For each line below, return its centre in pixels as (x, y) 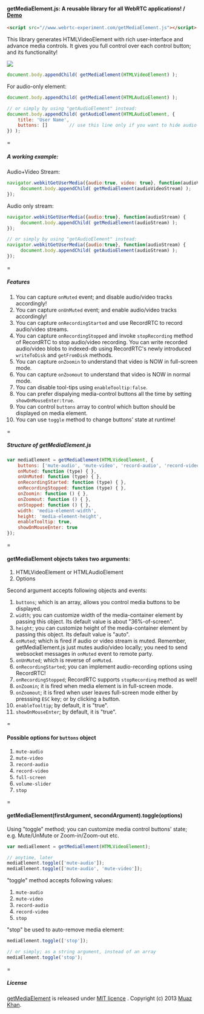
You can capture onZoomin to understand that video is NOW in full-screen (107, 361)
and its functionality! (32, 52)
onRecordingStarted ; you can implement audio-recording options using (104, 667)
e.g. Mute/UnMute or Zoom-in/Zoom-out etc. (63, 835)
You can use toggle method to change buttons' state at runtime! (95, 420)
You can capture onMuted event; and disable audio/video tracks (94, 297)
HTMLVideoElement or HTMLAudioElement (69, 572)
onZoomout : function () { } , (54, 499)
